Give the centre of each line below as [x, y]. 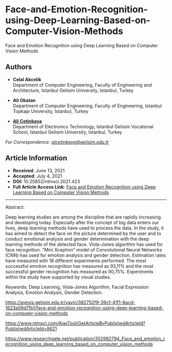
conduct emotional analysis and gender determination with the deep [77, 239]
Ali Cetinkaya [27, 121]
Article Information [36, 158]
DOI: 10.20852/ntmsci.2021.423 [46, 181]
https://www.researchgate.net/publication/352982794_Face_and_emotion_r [85, 338]
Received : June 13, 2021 [39, 170]
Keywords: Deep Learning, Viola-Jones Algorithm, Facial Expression [77, 287]
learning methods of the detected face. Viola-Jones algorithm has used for [84, 244]
